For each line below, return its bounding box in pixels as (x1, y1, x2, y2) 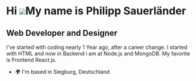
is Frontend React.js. (6, 57, 57, 63)
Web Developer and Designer (6, 28, 118, 38)
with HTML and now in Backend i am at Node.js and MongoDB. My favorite (6, 50, 190, 57)
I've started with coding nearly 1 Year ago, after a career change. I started (6, 43, 188, 51)
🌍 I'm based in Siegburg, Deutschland (14, 68, 110, 75)
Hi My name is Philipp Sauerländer (6, 4, 186, 18)
